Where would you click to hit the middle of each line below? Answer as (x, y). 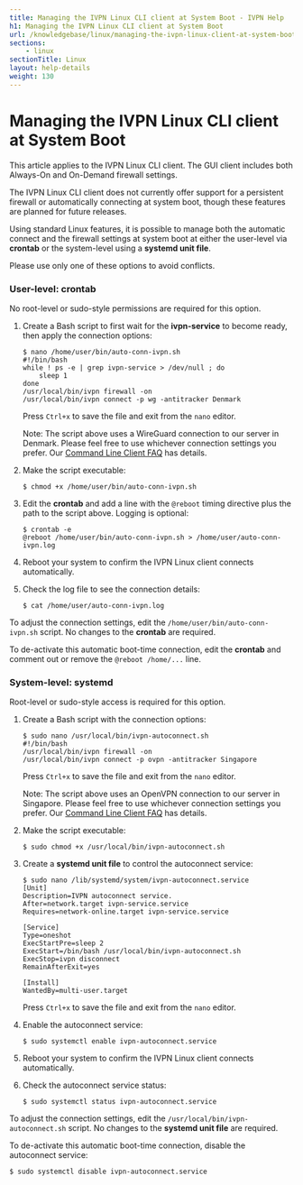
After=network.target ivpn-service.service (106, 904)
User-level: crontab (53, 289)
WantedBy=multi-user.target (75, 991)
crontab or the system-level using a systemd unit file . (110, 248)
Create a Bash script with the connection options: (114, 720)
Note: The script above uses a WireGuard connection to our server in (151, 433)
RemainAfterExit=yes (61, 967)
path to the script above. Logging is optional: (106, 513)
